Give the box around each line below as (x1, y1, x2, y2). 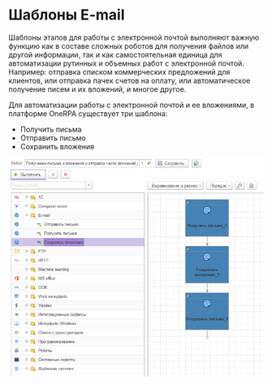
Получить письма (19, 124, 83, 134)
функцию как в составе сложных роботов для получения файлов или (8, 41, 249, 50)
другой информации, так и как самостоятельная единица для (8, 50, 222, 59)
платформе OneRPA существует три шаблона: (8, 108, 168, 119)
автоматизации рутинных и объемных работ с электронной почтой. (8, 58, 245, 68)
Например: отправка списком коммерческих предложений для (8, 67, 231, 76)
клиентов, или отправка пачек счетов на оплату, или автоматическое (8, 76, 251, 85)
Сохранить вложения (19, 141, 95, 151)
